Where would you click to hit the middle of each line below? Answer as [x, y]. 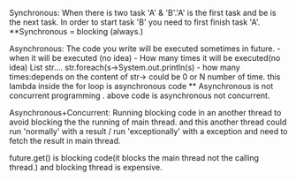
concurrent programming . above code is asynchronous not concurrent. [140, 95]
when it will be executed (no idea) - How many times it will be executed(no [145, 58]
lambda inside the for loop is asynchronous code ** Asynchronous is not [141, 86]
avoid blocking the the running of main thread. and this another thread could [148, 122]
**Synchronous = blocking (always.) [76, 31]
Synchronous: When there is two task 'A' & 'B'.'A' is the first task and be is [143, 13]
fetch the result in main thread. [65, 141]
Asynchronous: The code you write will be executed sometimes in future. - [145, 49]
